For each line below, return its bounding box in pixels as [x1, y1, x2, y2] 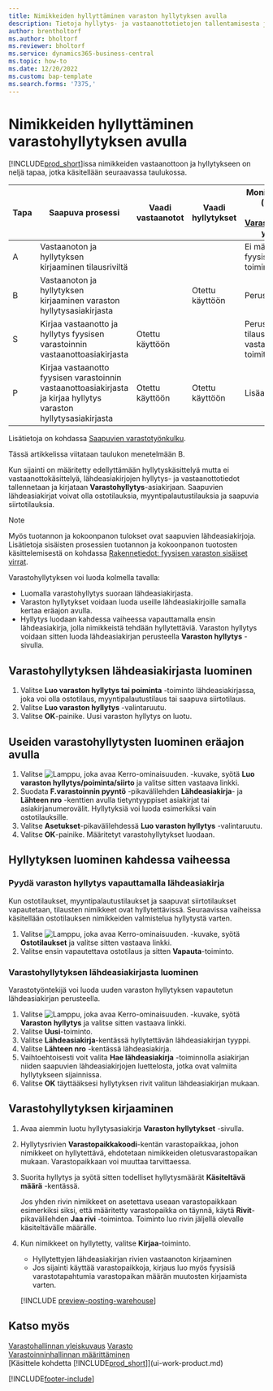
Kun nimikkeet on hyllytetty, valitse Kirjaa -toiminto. [19, 1238, 192, 1248]
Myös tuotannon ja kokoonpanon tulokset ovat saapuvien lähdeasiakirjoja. [8, 531, 256, 541]
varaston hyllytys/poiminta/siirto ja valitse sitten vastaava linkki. [19, 778, 240, 788]
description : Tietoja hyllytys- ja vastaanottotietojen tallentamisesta [8, 19, 260, 28]
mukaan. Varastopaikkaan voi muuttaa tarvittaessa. [19, 1156, 192, 1166]
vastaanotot [136, 212, 184, 223]
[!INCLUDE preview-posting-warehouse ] [19, 1295, 157, 1305]
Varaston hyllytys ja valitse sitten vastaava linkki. [19, 1018, 187, 1028]
